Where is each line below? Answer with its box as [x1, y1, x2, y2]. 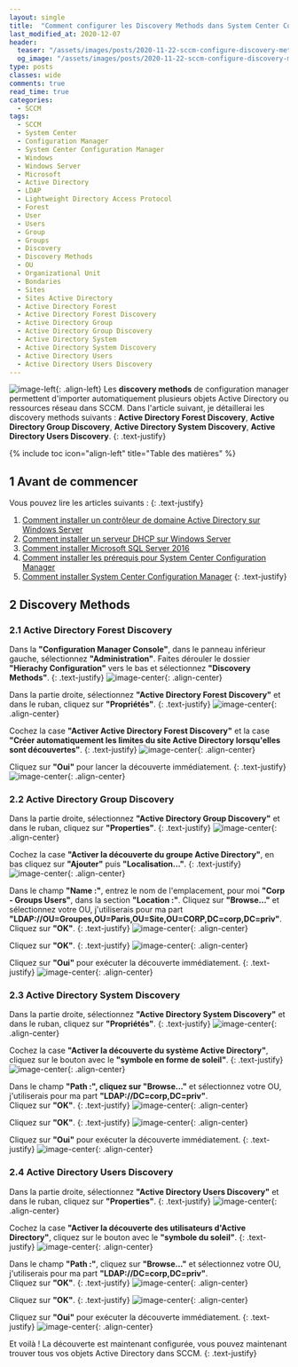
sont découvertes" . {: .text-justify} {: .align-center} [9, 744, 255, 755]
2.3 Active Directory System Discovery [9, 989, 181, 1001]
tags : [9, 112, 29, 121]
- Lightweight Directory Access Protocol [17, 194, 173, 204]
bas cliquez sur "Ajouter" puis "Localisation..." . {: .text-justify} [9, 858, 242, 870]
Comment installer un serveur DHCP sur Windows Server [21, 533, 231, 544]
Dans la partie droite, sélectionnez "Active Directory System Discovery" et [9, 1009, 286, 1020]
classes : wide [9, 71, 62, 80]
